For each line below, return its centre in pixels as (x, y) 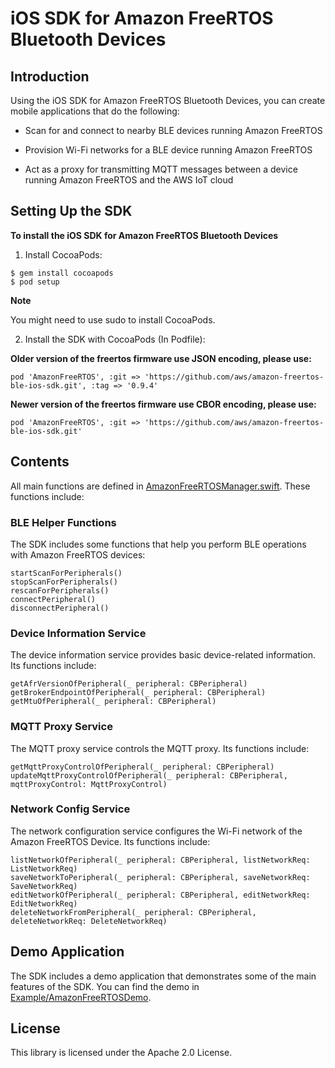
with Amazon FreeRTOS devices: (78, 554)
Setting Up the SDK (71, 211)
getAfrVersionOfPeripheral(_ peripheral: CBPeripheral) (129, 684)
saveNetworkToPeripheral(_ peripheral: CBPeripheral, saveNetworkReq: (160, 877)
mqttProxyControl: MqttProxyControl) (89, 784)
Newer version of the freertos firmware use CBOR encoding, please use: (163, 404)
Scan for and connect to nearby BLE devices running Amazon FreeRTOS (173, 130)
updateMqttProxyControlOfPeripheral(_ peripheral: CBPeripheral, (149, 775)
